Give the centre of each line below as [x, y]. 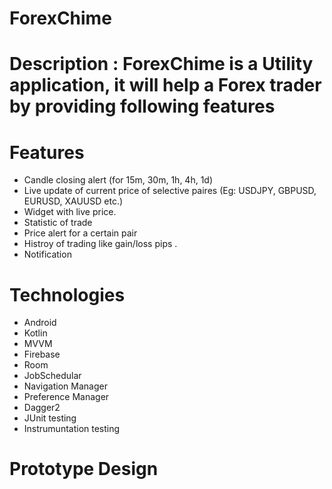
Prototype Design [84, 469]
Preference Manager [66, 397]
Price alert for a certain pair [80, 233]
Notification [47, 254]
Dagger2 [42, 408]
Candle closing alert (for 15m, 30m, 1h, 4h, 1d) [118, 180]
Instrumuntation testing [72, 429]
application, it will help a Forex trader [165, 85]
